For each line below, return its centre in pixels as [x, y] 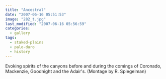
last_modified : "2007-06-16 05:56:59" [46, 24]
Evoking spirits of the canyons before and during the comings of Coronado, [84, 66]
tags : [11, 38]
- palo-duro [22, 47]
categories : [18, 28]
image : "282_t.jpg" [26, 19]
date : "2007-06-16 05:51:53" [36, 14]
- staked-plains [27, 42]
